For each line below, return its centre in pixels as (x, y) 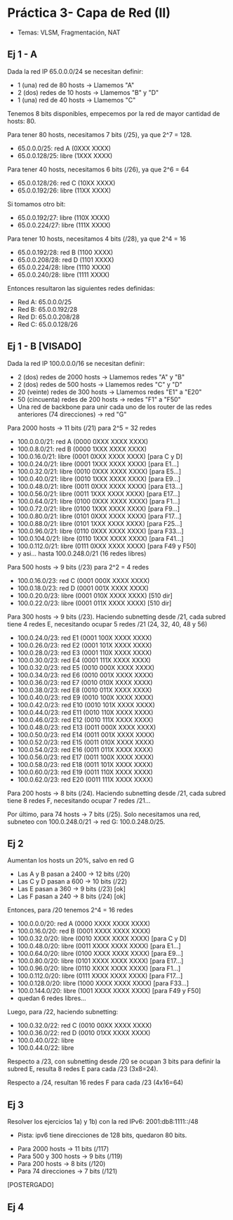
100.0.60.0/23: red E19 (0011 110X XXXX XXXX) (85, 772)
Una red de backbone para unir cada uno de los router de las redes (115, 407)
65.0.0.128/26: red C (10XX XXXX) (66, 183)
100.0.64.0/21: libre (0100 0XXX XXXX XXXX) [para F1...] (99, 501)
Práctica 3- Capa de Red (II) (89, 13)
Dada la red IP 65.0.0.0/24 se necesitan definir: (75, 71)
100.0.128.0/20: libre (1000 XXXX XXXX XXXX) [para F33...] (103, 983)
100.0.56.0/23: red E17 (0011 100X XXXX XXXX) (86, 757)
